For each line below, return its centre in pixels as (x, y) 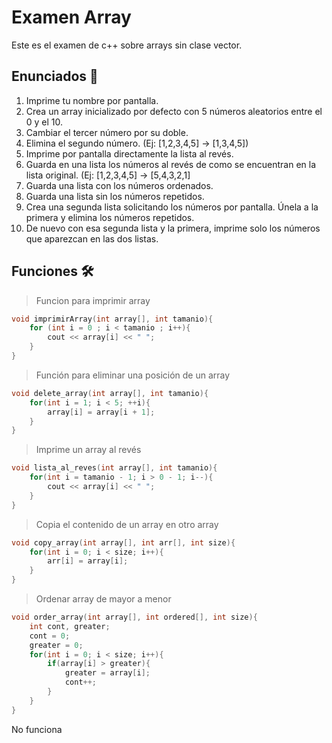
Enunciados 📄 (55, 76)
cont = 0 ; (50, 636)
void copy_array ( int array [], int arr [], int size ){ (123, 542)
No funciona (37, 729)
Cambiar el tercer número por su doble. (107, 132)
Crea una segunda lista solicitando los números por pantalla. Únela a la (172, 207)
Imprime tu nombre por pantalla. (92, 100)
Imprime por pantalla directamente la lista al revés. (129, 153)
